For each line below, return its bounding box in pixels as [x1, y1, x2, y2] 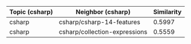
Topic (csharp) [9, 8, 54, 16]
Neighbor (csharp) [75, 8, 131, 16]
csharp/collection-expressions [58, 28, 148, 36]
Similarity [153, 8, 182, 16]
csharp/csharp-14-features [58, 18, 141, 26]
